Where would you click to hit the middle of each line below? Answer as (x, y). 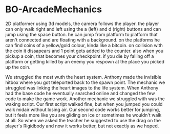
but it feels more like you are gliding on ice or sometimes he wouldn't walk (83, 115)
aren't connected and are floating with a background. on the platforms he (83, 40)
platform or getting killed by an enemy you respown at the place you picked (85, 61)
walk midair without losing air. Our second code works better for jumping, (83, 109)
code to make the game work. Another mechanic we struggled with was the (85, 99)
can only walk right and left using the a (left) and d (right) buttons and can (83, 29)
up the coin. (18, 67)
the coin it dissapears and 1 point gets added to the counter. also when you (84, 51)
